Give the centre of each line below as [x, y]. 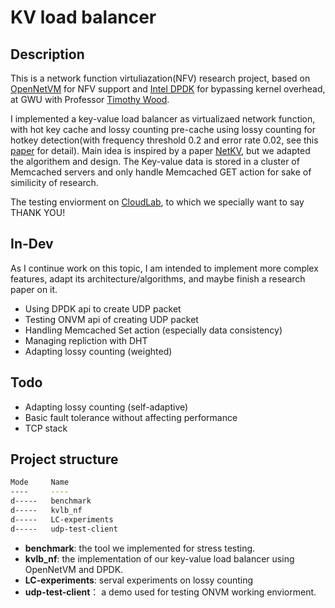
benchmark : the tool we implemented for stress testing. [140, 548]
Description [47, 54]
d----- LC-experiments [62, 519]
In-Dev [32, 244]
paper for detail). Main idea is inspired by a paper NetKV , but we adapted [160, 150]
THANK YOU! [38, 212]
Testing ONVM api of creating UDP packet [111, 319]
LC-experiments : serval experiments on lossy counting [139, 580]
